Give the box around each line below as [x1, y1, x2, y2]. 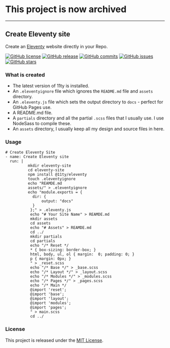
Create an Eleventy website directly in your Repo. [5, 43, 108, 49]
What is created [5, 71, 46, 78]
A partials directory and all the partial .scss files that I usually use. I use [12, 115, 164, 121]
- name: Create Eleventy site [5, 154, 69, 160]
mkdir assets [30, 216, 58, 221]
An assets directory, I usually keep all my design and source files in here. [12, 126, 164, 132]
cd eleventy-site [27, 168, 65, 173]
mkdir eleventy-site [27, 163, 71, 168]
